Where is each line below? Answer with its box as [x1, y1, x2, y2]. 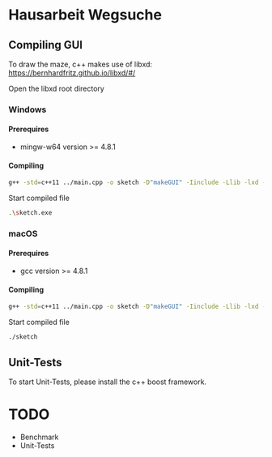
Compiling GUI [8, 38, 83, 52]
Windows [8, 104, 47, 115]
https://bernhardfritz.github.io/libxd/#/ [8, 68, 136, 78]
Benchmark [19, 432, 59, 442]
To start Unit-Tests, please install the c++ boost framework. [8, 377, 207, 387]
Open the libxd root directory [8, 83, 105, 93]
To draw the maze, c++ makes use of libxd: [8, 59, 152, 69]
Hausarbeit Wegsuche [8, 6, 162, 24]
